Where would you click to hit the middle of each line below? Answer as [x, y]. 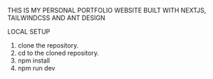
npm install [34, 60]
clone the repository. [48, 45]
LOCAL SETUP [29, 32]
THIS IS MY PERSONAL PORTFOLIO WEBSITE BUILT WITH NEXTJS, [107, 10]
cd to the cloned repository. [58, 53]
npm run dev [36, 68]
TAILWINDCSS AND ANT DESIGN [56, 18]
